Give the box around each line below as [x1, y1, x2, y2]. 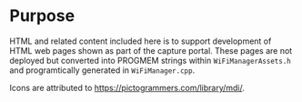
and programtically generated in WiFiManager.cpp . [9, 65, 196, 76]
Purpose [9, 5, 75, 26]
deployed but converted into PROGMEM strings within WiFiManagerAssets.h [9, 55, 291, 66]
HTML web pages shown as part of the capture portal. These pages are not [9, 45, 293, 56]
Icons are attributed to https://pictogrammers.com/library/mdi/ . [9, 82, 246, 93]
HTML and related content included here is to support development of [9, 36, 272, 46]
